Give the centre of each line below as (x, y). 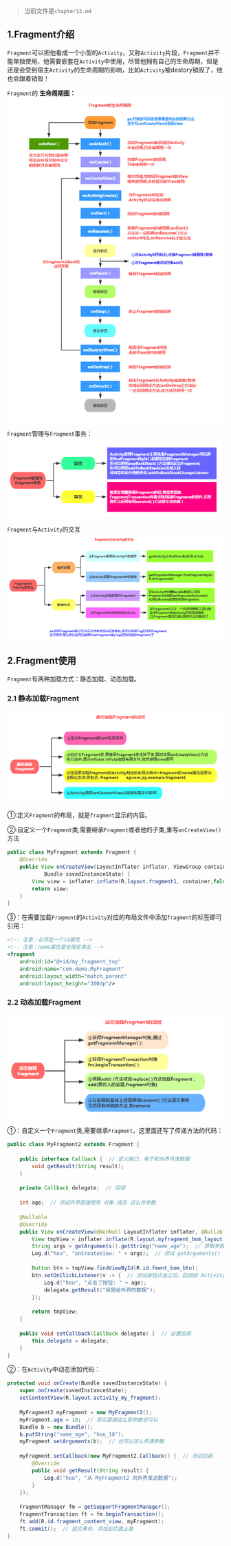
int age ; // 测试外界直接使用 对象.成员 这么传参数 (88, 1203)
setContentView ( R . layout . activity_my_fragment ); (90, 1398)
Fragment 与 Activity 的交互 (44, 529)
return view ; (51, 889)
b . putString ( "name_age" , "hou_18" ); (72, 1434)
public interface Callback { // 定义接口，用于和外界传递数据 (105, 1159)
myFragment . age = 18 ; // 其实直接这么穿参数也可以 (89, 1420)
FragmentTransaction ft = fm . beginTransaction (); (92, 1514)
